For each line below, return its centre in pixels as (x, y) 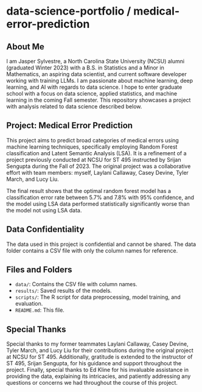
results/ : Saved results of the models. (63, 291)
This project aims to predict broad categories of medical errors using (93, 140)
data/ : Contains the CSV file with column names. (76, 284)
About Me (25, 47)
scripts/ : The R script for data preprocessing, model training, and (98, 297)
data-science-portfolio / (69, 11)
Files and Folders (39, 270)
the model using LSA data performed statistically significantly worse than (98, 204)
